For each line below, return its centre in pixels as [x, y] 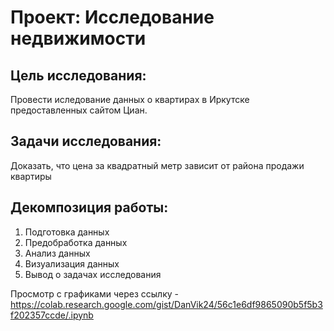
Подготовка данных [67, 232]
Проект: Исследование [112, 17]
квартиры [31, 176]
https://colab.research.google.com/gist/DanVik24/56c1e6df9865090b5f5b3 [166, 304]
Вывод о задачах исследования [93, 274]
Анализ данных [57, 253]
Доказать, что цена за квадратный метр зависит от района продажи [157, 165]
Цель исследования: [78, 75]
